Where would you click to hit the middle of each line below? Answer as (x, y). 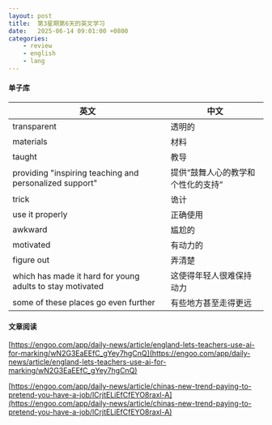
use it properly (40, 215)
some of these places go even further (84, 303)
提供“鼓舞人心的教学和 (213, 172)
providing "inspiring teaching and (76, 173)
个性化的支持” (197, 185)
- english (40, 53)
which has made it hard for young (76, 276)
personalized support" (55, 183)
